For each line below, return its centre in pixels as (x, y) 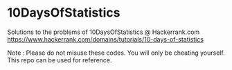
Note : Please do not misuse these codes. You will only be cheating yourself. (116, 53)
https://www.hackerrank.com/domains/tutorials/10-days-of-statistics (106, 39)
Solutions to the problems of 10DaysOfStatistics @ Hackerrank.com (104, 32)
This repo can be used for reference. (60, 60)
